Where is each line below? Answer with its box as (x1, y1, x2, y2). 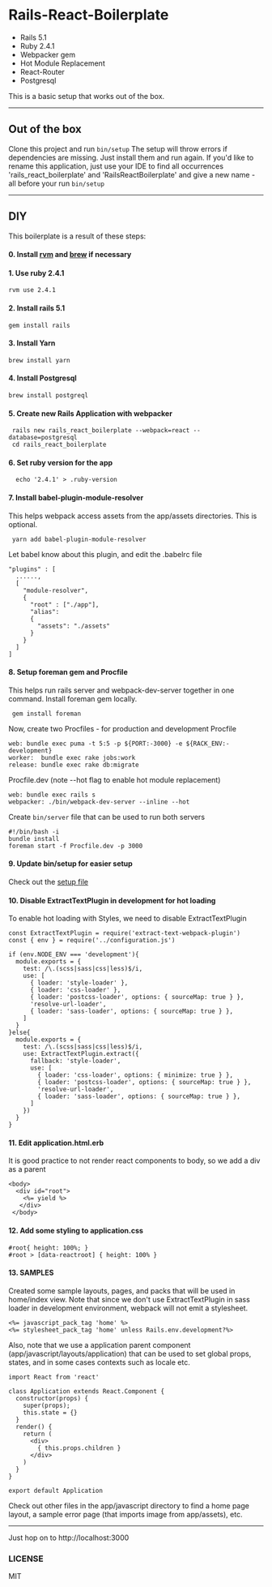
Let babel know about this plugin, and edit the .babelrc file (8, 549, 202, 559)
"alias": (29, 607, 60, 615)
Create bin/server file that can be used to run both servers (8, 812, 205, 821)
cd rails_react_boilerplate (11, 440, 107, 449)
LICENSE (8, 1553, 45, 1564)
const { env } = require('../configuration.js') (8, 937, 176, 945)
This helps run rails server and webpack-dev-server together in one (8, 685, 235, 695)
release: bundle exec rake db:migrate (8, 761, 139, 769)
